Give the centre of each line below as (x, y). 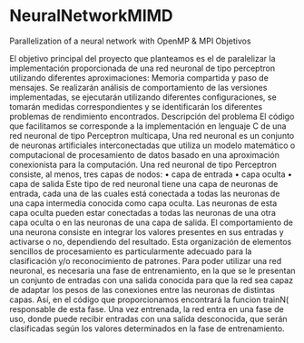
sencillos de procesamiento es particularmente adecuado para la (131, 251)
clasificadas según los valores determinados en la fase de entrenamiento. (147, 328)
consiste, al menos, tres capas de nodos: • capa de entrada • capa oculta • (151, 174)
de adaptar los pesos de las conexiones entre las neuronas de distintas (142, 289)
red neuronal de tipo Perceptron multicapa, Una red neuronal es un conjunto (152, 135)
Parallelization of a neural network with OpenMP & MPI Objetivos (130, 41)
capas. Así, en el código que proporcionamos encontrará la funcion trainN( (149, 299)
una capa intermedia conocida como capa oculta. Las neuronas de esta (143, 203)
